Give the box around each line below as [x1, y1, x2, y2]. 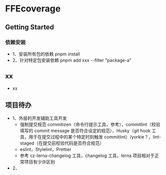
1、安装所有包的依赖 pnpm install [12, 51, 80, 57]
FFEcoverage [5, 3, 61, 14]
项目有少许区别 [24, 159, 55, 165]
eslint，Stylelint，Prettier [19, 146, 71, 152]
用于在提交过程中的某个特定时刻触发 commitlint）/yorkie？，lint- [28, 134, 161, 140]
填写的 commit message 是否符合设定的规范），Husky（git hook [19, 128, 151, 134]
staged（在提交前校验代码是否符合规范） [19, 140, 104, 146]
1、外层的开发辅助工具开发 [12, 115, 67, 121]
